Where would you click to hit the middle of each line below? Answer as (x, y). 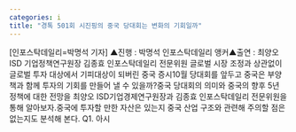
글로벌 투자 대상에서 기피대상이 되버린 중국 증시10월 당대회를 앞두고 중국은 (137, 74)
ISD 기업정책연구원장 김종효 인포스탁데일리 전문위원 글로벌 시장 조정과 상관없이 (146, 63)
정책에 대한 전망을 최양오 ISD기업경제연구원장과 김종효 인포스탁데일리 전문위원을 (148, 96)
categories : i (35, 17)
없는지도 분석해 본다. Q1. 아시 (60, 118)
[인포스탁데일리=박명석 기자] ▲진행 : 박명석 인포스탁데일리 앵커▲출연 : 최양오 (144, 52)
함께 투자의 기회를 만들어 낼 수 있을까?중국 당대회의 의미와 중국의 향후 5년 (152, 85)
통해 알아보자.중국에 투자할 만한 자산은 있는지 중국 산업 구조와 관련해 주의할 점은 (148, 107)
